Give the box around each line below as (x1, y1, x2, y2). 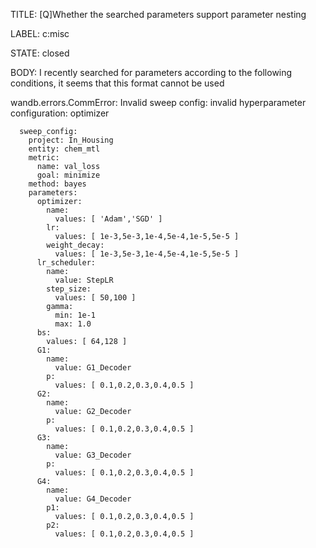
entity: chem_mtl (28, 144, 101, 154)
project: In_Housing (28, 135, 114, 145)
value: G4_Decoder (54, 494, 132, 504)
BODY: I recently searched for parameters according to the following (10, 67, 293, 78)
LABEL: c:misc (10, 28, 70, 39)
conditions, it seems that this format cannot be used (10, 77, 225, 89)
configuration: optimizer (10, 107, 110, 119)
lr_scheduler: (36, 258, 97, 268)
